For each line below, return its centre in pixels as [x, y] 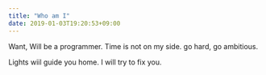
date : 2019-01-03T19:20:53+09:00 [64, 23]
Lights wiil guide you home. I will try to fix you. [85, 62]
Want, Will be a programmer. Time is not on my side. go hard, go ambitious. [133, 46]
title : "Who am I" [39, 16]
